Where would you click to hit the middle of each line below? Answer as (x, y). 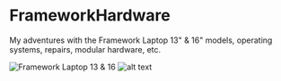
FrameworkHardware (90, 16)
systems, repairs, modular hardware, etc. (85, 49)
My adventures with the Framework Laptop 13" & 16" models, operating (141, 40)
